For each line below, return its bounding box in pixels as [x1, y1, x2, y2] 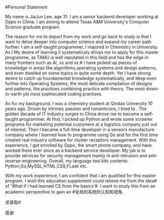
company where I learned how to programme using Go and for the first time [5, 132, 158, 137]
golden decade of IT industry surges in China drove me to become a [5, 111, 143, 117]
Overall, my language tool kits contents [49, 158, 128, 164]
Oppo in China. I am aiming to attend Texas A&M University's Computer [5, 19, 150, 25]
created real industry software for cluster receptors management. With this [5, 137, 157, 143]
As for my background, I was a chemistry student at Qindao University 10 [5, 101, 153, 106]
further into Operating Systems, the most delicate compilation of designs [5, 81, 152, 86]
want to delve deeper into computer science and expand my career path [5, 39, 152, 45]
